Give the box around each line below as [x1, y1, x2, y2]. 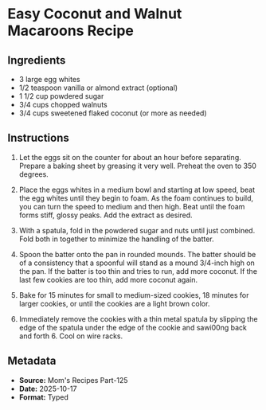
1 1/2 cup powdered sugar [18, 92, 104, 100]
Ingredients [7, 53, 66, 67]
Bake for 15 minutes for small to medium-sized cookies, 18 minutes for [18, 290, 249, 299]
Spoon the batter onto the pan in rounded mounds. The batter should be [18, 249, 256, 259]
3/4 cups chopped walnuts [18, 100, 108, 109]
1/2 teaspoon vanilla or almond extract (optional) [18, 83, 178, 92]
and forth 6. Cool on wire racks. [18, 331, 123, 341]
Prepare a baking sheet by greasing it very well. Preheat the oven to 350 [18, 161, 256, 170]
